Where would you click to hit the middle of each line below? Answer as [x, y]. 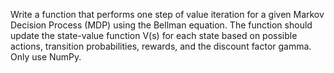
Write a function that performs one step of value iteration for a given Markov [167, 14]
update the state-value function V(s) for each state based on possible [154, 35]
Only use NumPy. [46, 57]
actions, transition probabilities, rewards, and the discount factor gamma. [161, 46]
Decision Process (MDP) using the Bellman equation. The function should [161, 25]
